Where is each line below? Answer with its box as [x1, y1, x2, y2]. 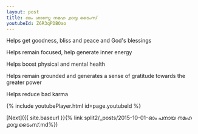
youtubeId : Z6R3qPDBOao [6, 20, 67, 26]
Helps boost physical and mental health [6, 60, 105, 68]
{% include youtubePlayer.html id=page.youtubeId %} [6, 102, 142, 110]
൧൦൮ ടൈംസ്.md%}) [6, 121, 58, 129]
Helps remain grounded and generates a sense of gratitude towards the [6, 72, 186, 80]
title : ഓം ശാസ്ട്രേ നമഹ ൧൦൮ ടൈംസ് [6, 15, 98, 21]
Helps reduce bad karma [6, 91, 69, 98]
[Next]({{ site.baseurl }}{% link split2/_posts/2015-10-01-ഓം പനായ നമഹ [6, 114, 193, 122]
